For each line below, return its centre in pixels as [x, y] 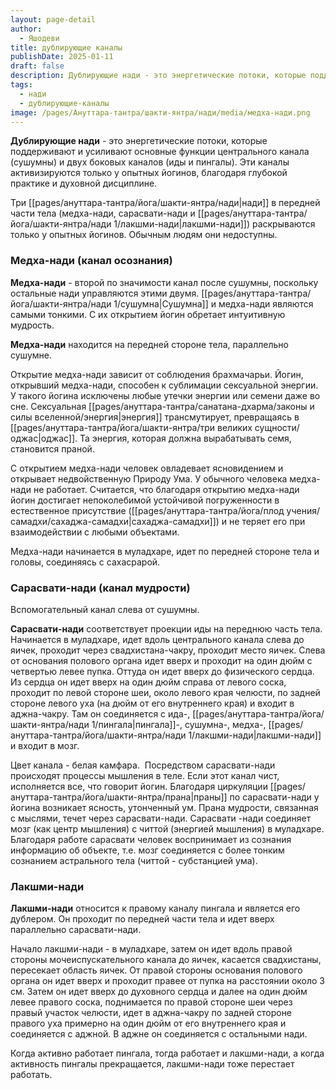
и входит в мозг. [45, 745]
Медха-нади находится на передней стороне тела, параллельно [149, 344]
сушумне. [31, 355]
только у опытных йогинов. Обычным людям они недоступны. [144, 235]
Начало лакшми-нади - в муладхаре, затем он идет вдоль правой [151, 949]
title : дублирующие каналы [66, 47]
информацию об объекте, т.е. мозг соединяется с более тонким [147, 850]
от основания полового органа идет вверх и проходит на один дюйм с [161, 660]
